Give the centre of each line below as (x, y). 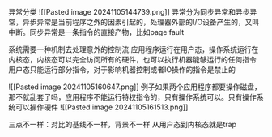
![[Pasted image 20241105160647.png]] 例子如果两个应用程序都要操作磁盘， (135, 87)
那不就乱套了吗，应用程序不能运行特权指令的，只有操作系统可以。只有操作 (132, 97)
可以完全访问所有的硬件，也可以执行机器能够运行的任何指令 (157, 60)
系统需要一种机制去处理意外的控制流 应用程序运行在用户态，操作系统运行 (130, 49)
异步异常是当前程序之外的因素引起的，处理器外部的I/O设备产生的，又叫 (141, 22)
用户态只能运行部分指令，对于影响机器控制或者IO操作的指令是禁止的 (122, 70)
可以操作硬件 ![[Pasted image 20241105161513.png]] (102, 107)
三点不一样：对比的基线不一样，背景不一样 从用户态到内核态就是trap (123, 124)
